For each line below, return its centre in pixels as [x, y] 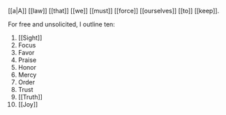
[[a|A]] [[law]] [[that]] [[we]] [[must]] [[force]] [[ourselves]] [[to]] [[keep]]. [114, 11]
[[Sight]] [30, 38]
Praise [27, 60]
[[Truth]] [30, 97]
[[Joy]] [28, 104]
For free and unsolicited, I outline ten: [62, 24]
